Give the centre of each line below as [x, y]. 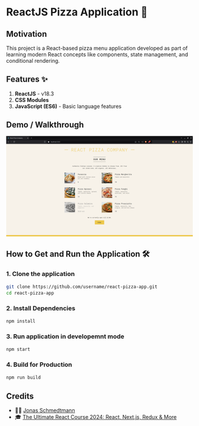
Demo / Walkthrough [45, 125]
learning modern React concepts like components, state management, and [97, 55]
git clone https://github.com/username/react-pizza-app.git [82, 287]
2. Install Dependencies [41, 308]
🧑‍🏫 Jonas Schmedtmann [45, 411]
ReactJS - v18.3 [34, 94]
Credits [20, 396]
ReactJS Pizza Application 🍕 [77, 12]
